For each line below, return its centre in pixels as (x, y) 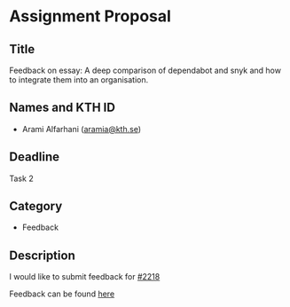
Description (42, 255)
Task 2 (21, 178)
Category (36, 206)
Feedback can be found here (62, 294)
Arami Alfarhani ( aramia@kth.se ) (82, 129)
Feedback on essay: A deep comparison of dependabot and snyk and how (145, 70)
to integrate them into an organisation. (79, 80)
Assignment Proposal (90, 16)
